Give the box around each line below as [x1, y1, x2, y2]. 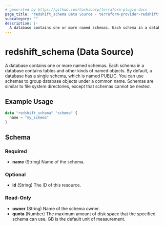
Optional [5, 171, 26, 178]
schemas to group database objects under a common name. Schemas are [5, 78, 154, 84]
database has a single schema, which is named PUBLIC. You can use [5, 73, 144, 79]
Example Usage [5, 97, 54, 106]
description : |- [5, 21, 38, 26]
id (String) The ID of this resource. [12, 182, 82, 188]
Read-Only [5, 194, 32, 201]
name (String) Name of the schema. [12, 159, 85, 165]
